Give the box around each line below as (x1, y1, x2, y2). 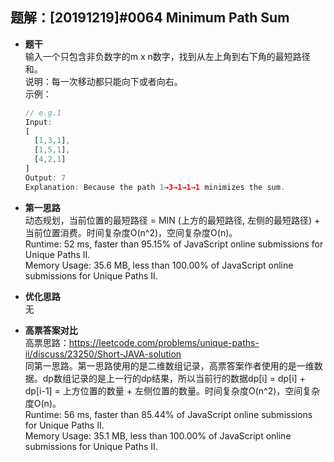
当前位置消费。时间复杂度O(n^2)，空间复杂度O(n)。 (24, 226, 238, 238)
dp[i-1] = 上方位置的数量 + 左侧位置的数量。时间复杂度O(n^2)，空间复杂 (24, 384, 321, 397)
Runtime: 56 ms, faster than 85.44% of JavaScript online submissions (24, 408, 313, 420)
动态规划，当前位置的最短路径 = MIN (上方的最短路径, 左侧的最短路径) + (24, 214, 321, 226)
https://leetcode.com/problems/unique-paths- (68, 336, 260, 348)
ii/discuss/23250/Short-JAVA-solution (24, 348, 182, 360)
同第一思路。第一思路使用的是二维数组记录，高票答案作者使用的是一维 (24, 359, 315, 372)
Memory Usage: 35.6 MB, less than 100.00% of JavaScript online (24, 259, 294, 271)
